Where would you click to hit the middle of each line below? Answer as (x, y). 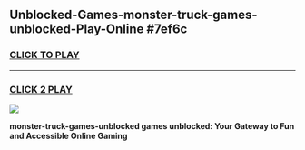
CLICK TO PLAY (44, 55)
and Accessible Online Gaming (69, 135)
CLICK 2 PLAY (41, 89)
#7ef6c (167, 30)
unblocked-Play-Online (77, 30)
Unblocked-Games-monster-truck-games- (133, 15)
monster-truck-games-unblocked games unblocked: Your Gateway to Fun (152, 125)
